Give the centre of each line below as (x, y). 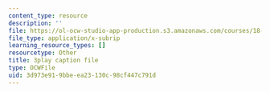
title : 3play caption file (53, 61)
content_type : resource (48, 16)
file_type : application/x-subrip (64, 38)
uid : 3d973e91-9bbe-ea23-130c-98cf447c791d (82, 75)
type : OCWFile (32, 68)
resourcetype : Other (43, 53)
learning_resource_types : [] (57, 46)
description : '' (35, 23)
